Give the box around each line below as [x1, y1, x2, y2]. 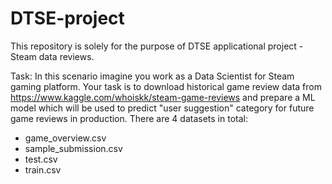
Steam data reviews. [10, 50, 95, 62]
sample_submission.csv [24, 142, 123, 154]
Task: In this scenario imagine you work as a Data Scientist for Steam [10, 70, 295, 82]
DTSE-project [10, 7, 125, 30]
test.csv [24, 153, 58, 165]
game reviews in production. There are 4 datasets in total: [10, 112, 248, 124]
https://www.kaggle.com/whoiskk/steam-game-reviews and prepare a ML [10, 91, 316, 103]
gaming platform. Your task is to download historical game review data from [10, 80, 322, 92]
